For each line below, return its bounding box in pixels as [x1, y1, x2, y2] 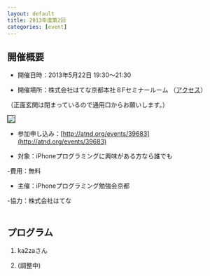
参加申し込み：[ [17, 130, 63, 138]
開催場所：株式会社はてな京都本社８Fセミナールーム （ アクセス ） [17, 85, 206, 95]
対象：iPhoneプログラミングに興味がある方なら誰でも [17, 152, 173, 160]
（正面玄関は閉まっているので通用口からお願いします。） [7, 101, 169, 109]
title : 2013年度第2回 [7, 17, 66, 24]
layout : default [7, 10, 55, 18]
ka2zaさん [17, 247, 48, 254]
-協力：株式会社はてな [7, 197, 72, 205]
